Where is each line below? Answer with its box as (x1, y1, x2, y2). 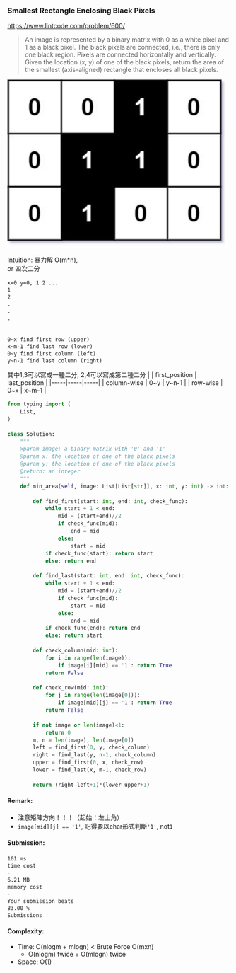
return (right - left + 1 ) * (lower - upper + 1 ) (33, 781, 151, 788)
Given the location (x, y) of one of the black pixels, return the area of (24, 58, 225, 67)
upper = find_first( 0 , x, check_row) (33, 759, 143, 766)
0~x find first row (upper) (7, 336, 90, 343)
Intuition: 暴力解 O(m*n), (7, 255, 78, 264)
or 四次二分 (7, 265, 40, 273)
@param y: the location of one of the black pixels (20, 461, 175, 468)
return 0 (45, 729, 71, 736)
